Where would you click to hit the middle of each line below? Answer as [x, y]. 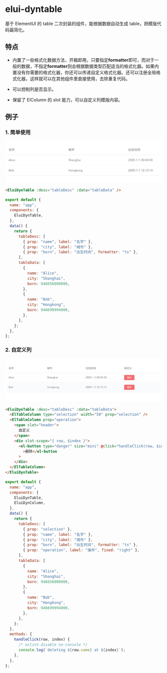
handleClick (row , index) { [42, 640]
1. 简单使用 [18, 132]
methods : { [21, 634]
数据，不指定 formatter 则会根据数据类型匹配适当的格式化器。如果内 [90, 66]
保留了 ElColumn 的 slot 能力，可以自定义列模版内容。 [67, 100]
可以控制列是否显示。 [34, 89]
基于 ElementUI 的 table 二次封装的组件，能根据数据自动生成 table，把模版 [81, 23]
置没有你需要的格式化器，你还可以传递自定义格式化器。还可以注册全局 [84, 72]
